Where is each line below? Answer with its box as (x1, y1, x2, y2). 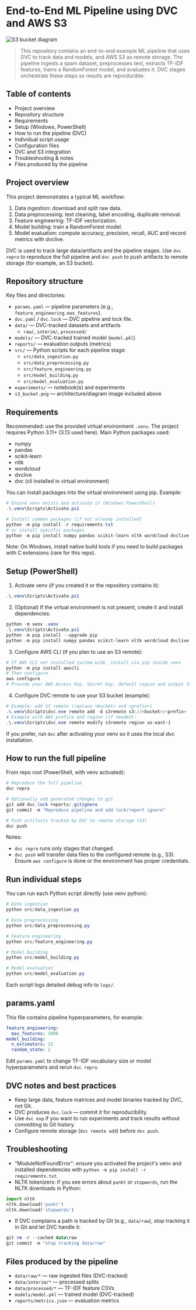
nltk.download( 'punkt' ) (6, 1201, 64, 1207)
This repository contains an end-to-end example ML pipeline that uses (20, 47, 190, 54)
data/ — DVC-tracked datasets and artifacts (14, 322, 121, 329)
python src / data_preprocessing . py (6, 923, 90, 928)
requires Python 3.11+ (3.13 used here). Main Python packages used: (6, 429, 170, 436)
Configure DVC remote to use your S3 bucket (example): (14, 692, 150, 699)
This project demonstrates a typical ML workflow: (6, 193, 125, 200)
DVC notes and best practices (6, 1081, 117, 1090)
